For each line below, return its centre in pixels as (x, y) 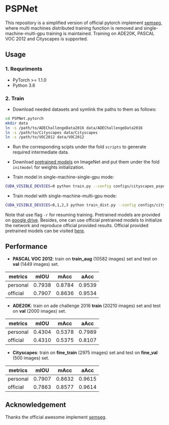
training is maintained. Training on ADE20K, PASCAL (100, 33)
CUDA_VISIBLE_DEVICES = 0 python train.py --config (58, 186)
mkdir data (17, 123)
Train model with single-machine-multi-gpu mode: (65, 196)
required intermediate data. (41, 152)
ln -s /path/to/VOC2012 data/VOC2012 (45, 137)
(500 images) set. (31, 358)
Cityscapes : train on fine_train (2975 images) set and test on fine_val (85, 352)
